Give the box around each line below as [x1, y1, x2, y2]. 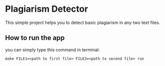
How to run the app [5, 34, 65, 42]
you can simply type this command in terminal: [5, 46, 100, 52]
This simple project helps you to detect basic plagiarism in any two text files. [5, 20, 161, 25]
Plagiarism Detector [5, 3, 89, 15]
